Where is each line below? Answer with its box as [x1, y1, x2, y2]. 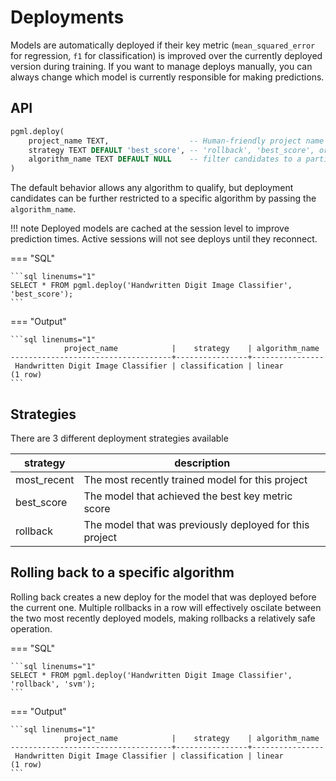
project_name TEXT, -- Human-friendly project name [28, 136, 325, 146]
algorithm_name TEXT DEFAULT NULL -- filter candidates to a [28, 154, 302, 165]
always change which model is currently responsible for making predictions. [10, 71, 325, 83]
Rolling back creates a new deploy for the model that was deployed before [10, 591, 317, 603]
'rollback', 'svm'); [10, 679, 97, 689]
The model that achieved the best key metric [83, 489, 293, 503]
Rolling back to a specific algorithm [10, 564, 235, 581]
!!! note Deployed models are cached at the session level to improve [10, 222, 290, 235]
